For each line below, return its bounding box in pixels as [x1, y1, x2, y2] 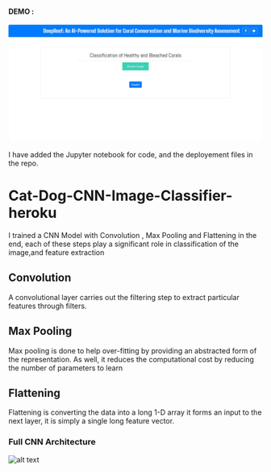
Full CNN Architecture [8, 436, 96, 448]
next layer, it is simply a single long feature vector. [8, 416, 175, 426]
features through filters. [8, 301, 87, 311]
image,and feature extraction [8, 247, 105, 257]
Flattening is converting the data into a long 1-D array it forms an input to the [8, 407, 262, 417]
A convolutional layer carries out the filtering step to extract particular [8, 292, 240, 302]
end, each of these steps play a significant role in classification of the [8, 239, 240, 249]
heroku [8, 204, 57, 222]
